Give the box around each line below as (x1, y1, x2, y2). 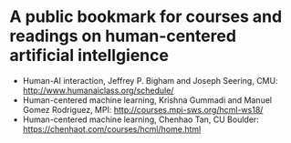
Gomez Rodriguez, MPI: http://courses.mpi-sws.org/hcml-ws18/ (22, 104, 264, 115)
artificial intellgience (9, 46, 169, 66)
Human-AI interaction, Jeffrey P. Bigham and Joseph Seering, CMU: (22, 75, 278, 86)
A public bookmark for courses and (9, 6, 283, 27)
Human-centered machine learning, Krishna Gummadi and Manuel (22, 94, 272, 106)
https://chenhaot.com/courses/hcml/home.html (22, 123, 202, 134)
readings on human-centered (9, 26, 237, 46)
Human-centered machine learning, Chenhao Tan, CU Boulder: (22, 114, 260, 125)
